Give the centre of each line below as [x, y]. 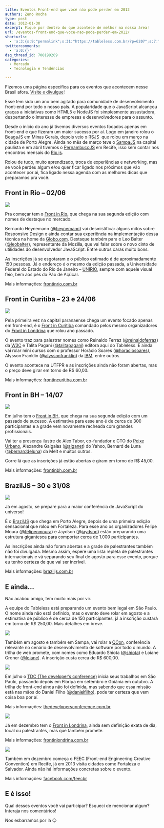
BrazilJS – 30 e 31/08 [38, 486]
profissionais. [19, 432]
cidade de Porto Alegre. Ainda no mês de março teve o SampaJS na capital [81, 142]
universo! [14, 512]
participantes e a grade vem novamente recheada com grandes [69, 426]
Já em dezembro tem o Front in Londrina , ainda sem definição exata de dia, [81, 725]
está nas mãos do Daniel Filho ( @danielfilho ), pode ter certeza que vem [77, 692]
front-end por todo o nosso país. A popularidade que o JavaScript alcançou [81, 107]
